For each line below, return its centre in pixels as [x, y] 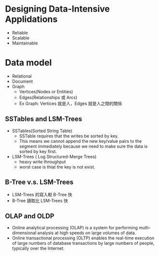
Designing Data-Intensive [58, 9]
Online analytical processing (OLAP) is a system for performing [75, 228]
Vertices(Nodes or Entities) [46, 91]
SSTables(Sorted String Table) [42, 131]
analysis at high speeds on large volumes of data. [87, 233]
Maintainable [25, 43]
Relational [22, 76]
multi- [145, 228]
